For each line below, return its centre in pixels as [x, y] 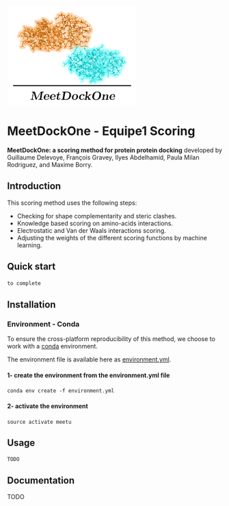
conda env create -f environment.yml [61, 391]
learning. [29, 245]
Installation [31, 304]
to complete [24, 283]
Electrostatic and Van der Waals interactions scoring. [91, 230]
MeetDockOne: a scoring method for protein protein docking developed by [115, 150]
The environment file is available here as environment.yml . [89, 359]
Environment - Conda [43, 324]
